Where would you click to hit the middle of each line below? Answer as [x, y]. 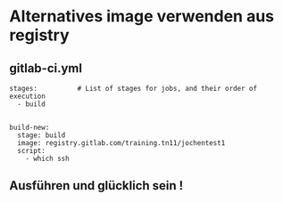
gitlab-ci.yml [46, 68]
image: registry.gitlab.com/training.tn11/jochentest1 [121, 143]
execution [28, 96]
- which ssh [47, 158]
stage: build [42, 135]
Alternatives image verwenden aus [142, 16]
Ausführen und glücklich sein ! [96, 186]
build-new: [29, 127]
